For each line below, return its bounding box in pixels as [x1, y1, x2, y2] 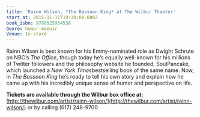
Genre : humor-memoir [6, 25, 58, 32]
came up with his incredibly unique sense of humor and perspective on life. [6, 79, 193, 87]
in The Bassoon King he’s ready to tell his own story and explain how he [6, 73, 184, 80]
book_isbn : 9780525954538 [6, 20, 71, 26]
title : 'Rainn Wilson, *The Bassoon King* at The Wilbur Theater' [6, 8, 176, 15]
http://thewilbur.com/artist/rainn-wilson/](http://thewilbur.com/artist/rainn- [8, 97, 192, 105]
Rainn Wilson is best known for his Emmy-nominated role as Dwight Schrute [6, 47, 194, 55]
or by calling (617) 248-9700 [27, 104, 98, 111]
